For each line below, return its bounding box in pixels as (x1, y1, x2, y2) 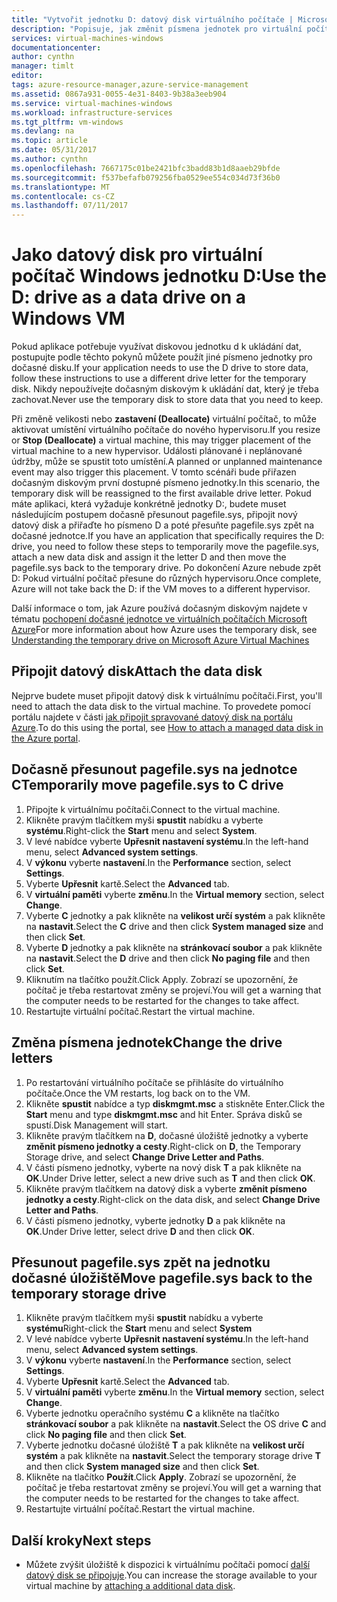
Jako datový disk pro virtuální (11, 244, 263, 266)
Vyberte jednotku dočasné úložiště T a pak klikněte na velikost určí (25, 1439, 305, 1451)
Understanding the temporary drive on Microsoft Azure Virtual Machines (11, 634, 310, 646)
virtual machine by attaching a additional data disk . (25, 1580, 236, 1592)
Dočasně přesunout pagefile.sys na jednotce (11, 761, 298, 778)
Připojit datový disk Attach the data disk (11, 663, 263, 680)
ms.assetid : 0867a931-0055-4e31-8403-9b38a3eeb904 (11, 89, 227, 99)
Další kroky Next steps (11, 1532, 152, 1549)
